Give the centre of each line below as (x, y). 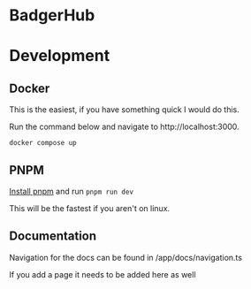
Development (60, 56)
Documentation (53, 236)
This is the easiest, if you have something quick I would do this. (125, 110)
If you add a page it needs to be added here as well (103, 274)
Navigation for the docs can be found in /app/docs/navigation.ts (126, 257)
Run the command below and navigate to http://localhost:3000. (125, 127)
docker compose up (43, 143)
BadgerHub (52, 15)
